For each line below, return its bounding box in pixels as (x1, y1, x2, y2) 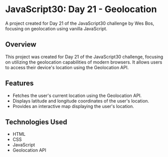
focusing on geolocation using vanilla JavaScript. (5, 25, 107, 31)
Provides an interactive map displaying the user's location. (12, 103, 135, 109)
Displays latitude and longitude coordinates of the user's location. (12, 97, 149, 104)
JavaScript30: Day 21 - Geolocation (5, 4, 157, 15)
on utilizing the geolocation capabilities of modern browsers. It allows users (5, 59, 162, 65)
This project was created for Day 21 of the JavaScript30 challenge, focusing (5, 54, 163, 60)
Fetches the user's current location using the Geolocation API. (12, 92, 142, 98)
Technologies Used (5, 118, 67, 126)
